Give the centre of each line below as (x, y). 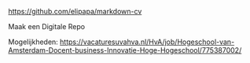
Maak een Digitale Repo (46, 26)
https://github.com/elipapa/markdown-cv (75, 11)
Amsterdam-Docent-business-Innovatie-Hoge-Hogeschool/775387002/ (125, 50)
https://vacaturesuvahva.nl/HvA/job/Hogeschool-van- (147, 42)
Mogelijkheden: (33, 42)
